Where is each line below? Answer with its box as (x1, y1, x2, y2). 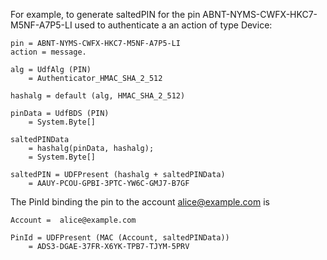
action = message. (10, 47, 87, 57)
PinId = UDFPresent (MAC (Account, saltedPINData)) (10, 233, 230, 243)
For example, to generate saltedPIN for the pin (10, 9, 201, 20)
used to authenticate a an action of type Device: (74, 19, 273, 31)
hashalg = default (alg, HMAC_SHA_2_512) (10, 91, 186, 101)
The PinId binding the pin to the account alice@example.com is (10, 196, 270, 208)
